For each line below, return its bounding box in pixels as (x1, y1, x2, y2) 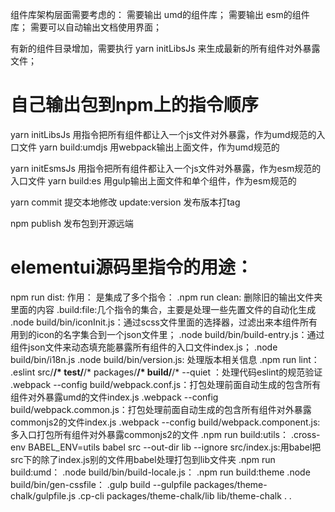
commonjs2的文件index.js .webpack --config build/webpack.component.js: (10, 416, 321, 428)
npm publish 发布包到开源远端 (10, 217, 134, 229)
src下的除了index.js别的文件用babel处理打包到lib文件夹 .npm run (10, 453, 276, 465)
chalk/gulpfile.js (10, 489, 77, 502)
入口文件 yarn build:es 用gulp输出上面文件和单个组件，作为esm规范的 (10, 174, 297, 187)
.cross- (290, 428, 321, 440)
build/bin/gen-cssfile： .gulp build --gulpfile (10, 478, 192, 490)
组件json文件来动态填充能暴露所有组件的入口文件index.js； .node (10, 341, 278, 353)
